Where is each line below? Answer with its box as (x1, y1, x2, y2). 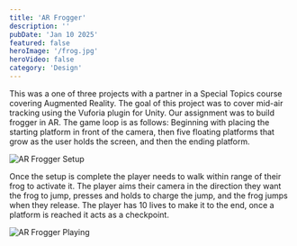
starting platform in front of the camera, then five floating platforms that (9, 126, 274, 137)
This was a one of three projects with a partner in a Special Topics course (9, 87, 283, 99)
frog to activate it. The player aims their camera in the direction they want (9, 180, 282, 191)
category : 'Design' (9, 64, 83, 73)
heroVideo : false (9, 55, 75, 64)
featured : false (9, 38, 70, 48)
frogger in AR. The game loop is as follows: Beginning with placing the (9, 116, 270, 127)
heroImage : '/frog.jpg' (9, 47, 99, 56)
